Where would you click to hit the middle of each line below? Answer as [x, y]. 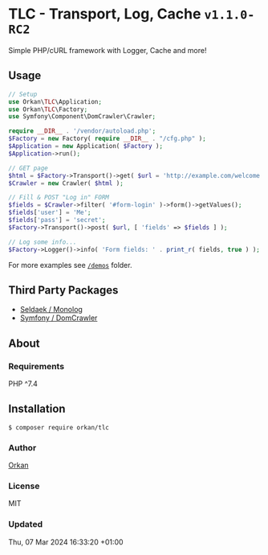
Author [22, 447]
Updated [25, 524]
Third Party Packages [63, 290]
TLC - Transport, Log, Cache [105, 14]
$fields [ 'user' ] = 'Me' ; [50, 213]
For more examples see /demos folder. [70, 265]
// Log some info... [43, 242]
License [24, 486]
